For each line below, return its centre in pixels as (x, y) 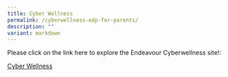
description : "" (31, 26)
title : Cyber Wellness (40, 14)
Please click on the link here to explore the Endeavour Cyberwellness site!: (114, 53)
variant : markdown (34, 33)
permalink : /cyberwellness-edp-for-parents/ (73, 20)
